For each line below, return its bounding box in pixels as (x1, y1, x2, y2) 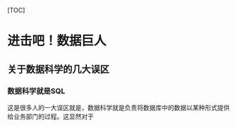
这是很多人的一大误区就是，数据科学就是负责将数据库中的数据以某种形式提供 (7, 103, 230, 111)
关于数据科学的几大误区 (7, 63, 109, 75)
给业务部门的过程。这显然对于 (7, 112, 94, 121)
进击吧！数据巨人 (7, 33, 107, 49)
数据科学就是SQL (7, 86, 66, 96)
